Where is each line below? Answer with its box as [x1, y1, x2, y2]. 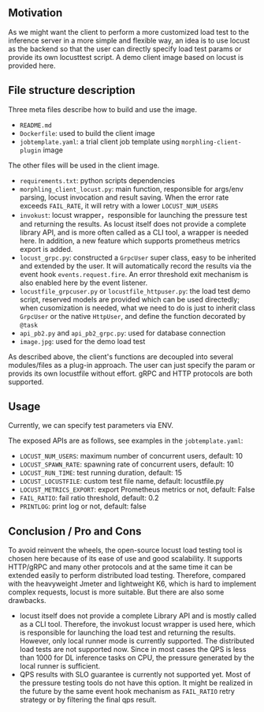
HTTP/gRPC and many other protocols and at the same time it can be [8, 562, 233, 571]
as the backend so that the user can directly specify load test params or [8, 43, 242, 54]
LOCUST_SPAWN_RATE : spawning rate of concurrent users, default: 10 [19, 459, 234, 469]
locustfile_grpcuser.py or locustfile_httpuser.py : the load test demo [19, 286, 251, 295]
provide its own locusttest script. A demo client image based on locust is [8, 52, 244, 62]
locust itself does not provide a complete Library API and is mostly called [19, 611, 257, 620]
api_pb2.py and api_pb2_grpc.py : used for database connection [19, 328, 226, 338]
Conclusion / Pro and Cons [8, 524, 142, 538]
